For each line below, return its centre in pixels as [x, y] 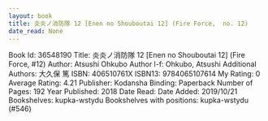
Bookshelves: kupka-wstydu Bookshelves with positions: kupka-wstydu [129, 100]
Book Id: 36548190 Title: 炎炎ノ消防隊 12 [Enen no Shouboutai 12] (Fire [127, 55]
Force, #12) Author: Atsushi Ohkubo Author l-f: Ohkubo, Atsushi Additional [133, 64]
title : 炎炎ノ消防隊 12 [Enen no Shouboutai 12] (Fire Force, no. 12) [129, 24]
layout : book [30, 16]
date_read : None [36, 31]
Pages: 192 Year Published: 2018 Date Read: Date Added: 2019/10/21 [123, 92]
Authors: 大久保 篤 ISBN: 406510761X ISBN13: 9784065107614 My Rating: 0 [134, 74]
